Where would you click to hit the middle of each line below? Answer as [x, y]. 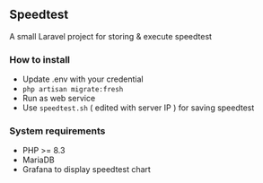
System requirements [57, 131]
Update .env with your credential [83, 79]
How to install [39, 59]
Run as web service [59, 99]
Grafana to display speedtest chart [86, 170]
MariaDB [39, 160]
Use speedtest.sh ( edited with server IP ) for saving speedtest [138, 108]
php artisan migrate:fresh [73, 90]
